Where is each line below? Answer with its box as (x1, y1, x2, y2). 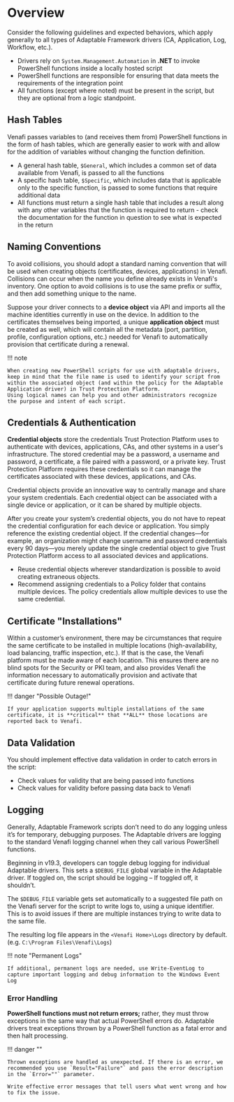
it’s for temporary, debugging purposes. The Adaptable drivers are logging (7, 830, 221, 838)
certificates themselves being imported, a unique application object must (7, 317, 220, 326)
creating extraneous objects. (17, 573, 101, 581)
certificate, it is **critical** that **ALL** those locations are (7, 712, 208, 719)
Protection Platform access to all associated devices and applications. (7, 552, 209, 560)
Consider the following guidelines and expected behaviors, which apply (7, 28, 213, 36)
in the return (17, 221, 54, 229)
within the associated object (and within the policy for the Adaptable (7, 379, 224, 386)
